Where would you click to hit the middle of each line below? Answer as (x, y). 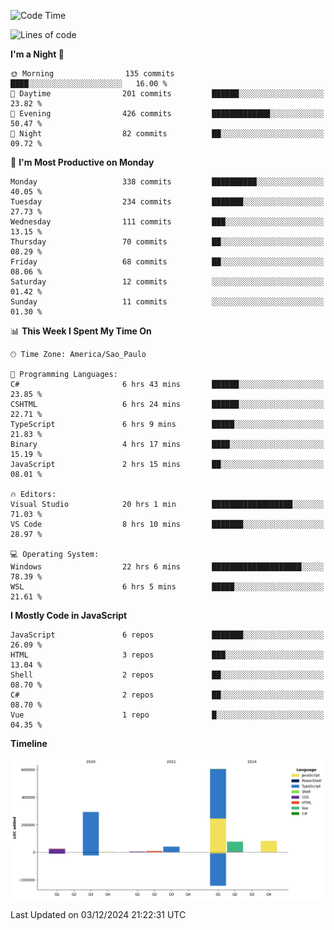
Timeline (29, 743)
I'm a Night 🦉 (37, 54)
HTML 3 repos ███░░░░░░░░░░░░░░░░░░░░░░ (167, 655)
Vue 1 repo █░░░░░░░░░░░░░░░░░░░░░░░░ (167, 715)
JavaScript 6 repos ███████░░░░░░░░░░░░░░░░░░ (167, 635)
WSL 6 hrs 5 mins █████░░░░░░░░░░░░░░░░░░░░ (167, 587)
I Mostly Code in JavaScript (69, 615)
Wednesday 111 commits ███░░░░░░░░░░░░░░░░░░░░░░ (167, 222)
